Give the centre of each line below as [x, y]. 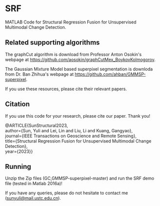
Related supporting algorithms [52, 43]
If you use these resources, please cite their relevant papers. [66, 89]
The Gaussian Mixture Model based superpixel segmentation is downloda [79, 69]
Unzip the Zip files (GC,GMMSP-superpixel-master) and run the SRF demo [80, 178]
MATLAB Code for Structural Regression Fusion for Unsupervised [71, 22]
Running [18, 166]
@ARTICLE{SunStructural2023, [37, 125]
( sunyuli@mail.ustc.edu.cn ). [33, 198]
